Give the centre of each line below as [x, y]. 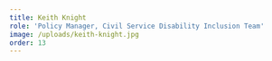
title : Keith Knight [48, 17]
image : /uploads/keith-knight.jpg [75, 34]
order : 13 [28, 43]
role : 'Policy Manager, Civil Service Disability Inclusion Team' [137, 26]
